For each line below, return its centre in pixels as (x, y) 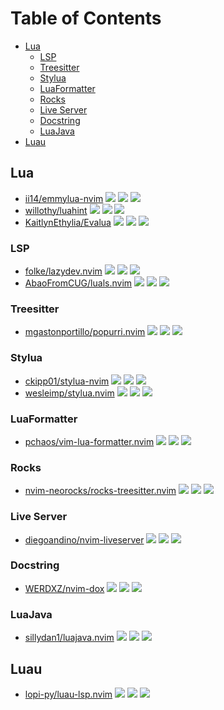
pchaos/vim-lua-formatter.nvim (89, 441)
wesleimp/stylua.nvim (69, 393)
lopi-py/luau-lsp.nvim (68, 694)
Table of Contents (86, 18)
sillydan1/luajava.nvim (69, 638)
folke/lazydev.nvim (63, 271)
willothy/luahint (56, 210)
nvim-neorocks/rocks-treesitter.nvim (100, 491)
